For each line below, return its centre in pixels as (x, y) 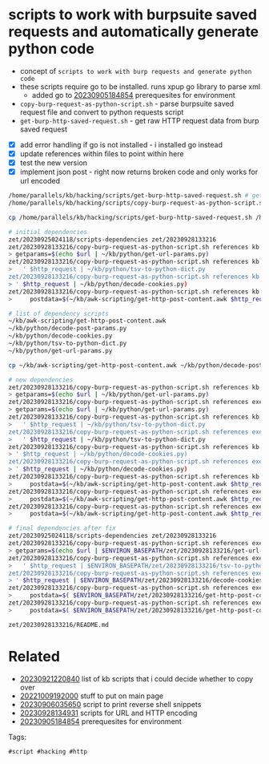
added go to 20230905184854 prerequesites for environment (134, 95)
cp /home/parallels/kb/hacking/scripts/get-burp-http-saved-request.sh (130, 217)
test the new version (54, 163)
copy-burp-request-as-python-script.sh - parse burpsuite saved (127, 103)
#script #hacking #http (48, 751)
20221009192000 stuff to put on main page (92, 696)
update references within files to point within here (102, 154)
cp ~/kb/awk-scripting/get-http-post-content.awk (93, 365)
